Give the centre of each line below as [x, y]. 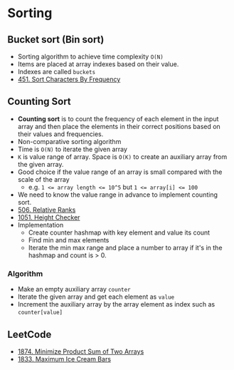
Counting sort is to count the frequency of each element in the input [118, 118]
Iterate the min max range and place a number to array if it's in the [125, 247]
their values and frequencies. [60, 134]
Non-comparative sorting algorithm [69, 141]
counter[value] [40, 313]
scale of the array [43, 179]
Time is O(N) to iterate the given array [73, 149]
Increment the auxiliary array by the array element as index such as [116, 304]
